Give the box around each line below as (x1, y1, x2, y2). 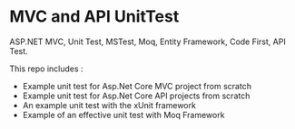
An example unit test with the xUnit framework (22, 99, 197, 110)
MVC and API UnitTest (9, 6, 180, 27)
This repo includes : (9, 63, 84, 74)
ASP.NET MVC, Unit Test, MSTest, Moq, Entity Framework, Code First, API (9, 36, 286, 47)
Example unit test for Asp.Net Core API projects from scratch (22, 90, 251, 101)
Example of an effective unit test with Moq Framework (22, 109, 225, 120)
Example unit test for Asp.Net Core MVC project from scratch (22, 80, 252, 91)
